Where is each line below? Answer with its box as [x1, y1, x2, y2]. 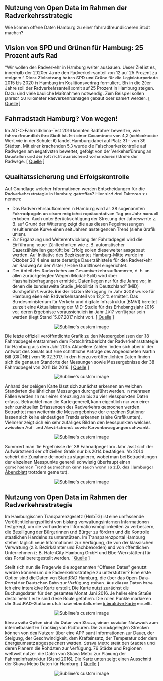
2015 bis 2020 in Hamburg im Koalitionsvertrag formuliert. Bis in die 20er [5, 80, 151, 86]
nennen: [5, 196, 22, 202]
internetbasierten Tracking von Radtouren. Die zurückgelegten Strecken [5, 625, 149, 631]
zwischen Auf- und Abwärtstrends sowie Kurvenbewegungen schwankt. [5, 425, 150, 430]
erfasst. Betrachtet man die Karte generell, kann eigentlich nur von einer [5, 399, 150, 405]
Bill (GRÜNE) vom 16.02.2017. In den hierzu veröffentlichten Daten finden [5, 354, 150, 360]
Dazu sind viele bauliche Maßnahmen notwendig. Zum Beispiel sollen [5, 90, 145, 96]
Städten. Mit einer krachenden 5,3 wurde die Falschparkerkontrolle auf [5, 143, 147, 149]
